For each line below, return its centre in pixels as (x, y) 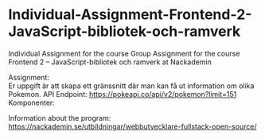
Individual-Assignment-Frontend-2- (130, 15)
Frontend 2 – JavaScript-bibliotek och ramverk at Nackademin (110, 62)
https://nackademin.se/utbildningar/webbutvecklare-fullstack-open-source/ (132, 126)
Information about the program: (60, 118)
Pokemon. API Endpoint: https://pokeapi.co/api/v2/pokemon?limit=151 (123, 94)
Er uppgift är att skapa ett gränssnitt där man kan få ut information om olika (131, 86)
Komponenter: (32, 102)
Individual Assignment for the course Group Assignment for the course (124, 53)
